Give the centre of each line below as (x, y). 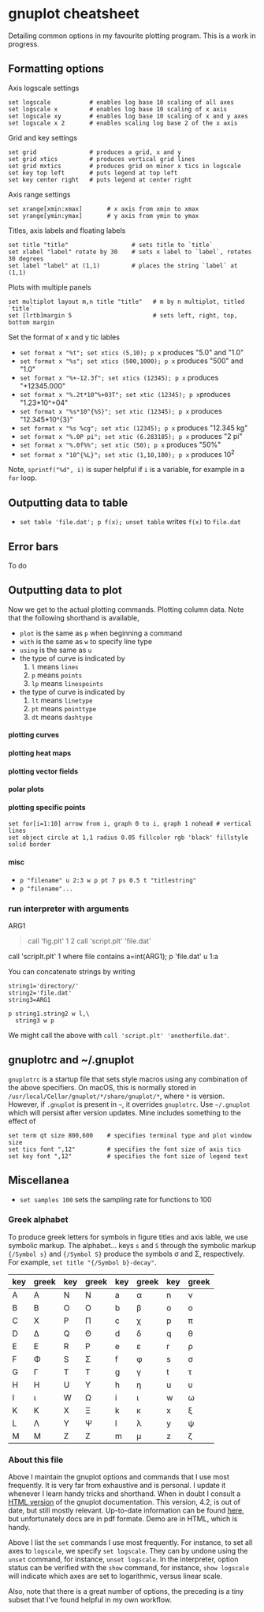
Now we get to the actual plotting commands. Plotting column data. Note (126, 609)
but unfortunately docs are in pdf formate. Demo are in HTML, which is (123, 1519)
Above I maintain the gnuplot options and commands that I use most (119, 1477)
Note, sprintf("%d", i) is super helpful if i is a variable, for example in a (126, 470)
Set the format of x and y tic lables (64, 337)
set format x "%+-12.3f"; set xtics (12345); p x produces (119, 377)
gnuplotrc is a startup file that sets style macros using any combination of (128, 1079)
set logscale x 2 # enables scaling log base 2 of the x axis (123, 123)
